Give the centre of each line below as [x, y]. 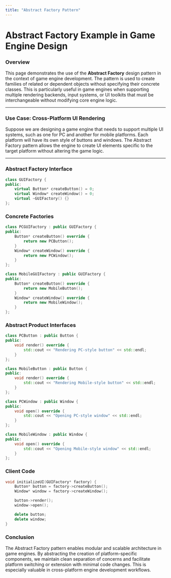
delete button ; [31, 514]
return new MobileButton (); [53, 288]
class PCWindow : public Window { [42, 401]
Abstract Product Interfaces [41, 325]
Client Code [20, 471]
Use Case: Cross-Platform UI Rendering [55, 118]
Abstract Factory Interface [39, 169]
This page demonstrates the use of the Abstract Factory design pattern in [83, 73]
